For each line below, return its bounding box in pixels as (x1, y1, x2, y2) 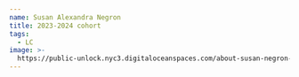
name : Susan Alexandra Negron (9, 12, 122, 22)
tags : (9, 29, 29, 38)
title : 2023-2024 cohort (9, 21, 101, 30)
